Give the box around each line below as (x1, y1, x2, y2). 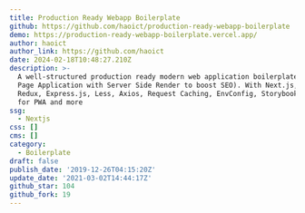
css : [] (9, 123, 39, 132)
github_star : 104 (9, 182, 75, 191)
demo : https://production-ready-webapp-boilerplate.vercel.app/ (9, 30, 258, 39)
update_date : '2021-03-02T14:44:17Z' (9, 173, 152, 182)
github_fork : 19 (9, 190, 71, 199)
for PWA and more (17, 97, 84, 107)
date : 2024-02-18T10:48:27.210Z (9, 55, 132, 64)
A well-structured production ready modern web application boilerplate (17, 73, 299, 82)
